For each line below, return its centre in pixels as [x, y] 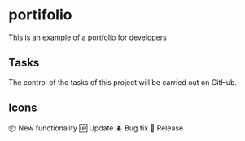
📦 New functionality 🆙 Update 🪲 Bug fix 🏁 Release [96, 128]
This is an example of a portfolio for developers [87, 37]
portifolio [40, 15]
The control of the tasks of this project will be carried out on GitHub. [123, 82]
